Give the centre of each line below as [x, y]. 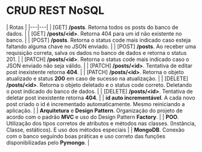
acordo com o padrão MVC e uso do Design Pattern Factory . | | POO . [93, 117]
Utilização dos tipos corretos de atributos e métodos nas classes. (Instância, [101, 123]
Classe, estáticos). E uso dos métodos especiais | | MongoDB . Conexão [96, 130]
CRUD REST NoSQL [55, 11]
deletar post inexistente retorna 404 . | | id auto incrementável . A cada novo [101, 98]
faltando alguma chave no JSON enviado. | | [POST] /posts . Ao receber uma [101, 46]
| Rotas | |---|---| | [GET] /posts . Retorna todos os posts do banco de [93, 27]
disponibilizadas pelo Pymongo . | [48, 142]
